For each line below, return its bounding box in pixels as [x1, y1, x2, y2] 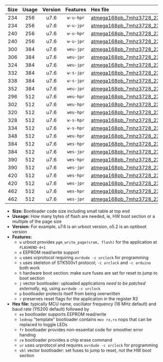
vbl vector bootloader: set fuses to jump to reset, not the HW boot [19, 347, 152, 353]
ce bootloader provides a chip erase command [19, 337, 113, 343]
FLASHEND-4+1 [19, 245, 46, 250]
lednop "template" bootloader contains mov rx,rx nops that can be [19, 316, 152, 322]
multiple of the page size [12, 218, 62, 224]
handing [19, 332, 36, 338]
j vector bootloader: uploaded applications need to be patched [19, 280, 146, 286]
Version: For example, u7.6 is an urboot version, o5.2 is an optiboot [12, 224, 147, 230]
